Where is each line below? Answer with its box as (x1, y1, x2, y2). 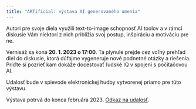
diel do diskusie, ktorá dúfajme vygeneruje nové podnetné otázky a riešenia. (6, 54, 191, 62)
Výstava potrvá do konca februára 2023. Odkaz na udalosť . (6, 96, 150, 103)
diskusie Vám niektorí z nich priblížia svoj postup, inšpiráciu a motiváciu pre (6, 30, 189, 38)
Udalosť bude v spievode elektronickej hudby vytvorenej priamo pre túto (6, 79, 181, 86)
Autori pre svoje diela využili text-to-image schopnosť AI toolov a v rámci (6, 25, 183, 32)
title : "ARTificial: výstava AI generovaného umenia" (6, 8, 141, 15)
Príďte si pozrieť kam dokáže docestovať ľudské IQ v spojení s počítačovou (6, 61, 188, 68)
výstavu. (6, 84, 27, 91)
